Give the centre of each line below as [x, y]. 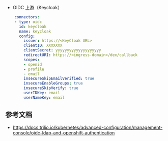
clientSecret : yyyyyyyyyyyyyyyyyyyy [62, 50]
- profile [34, 69]
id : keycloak [33, 26]
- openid [33, 64]
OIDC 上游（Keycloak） [37, 7]
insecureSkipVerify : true [51, 88]
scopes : [32, 60]
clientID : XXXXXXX [43, 46]
